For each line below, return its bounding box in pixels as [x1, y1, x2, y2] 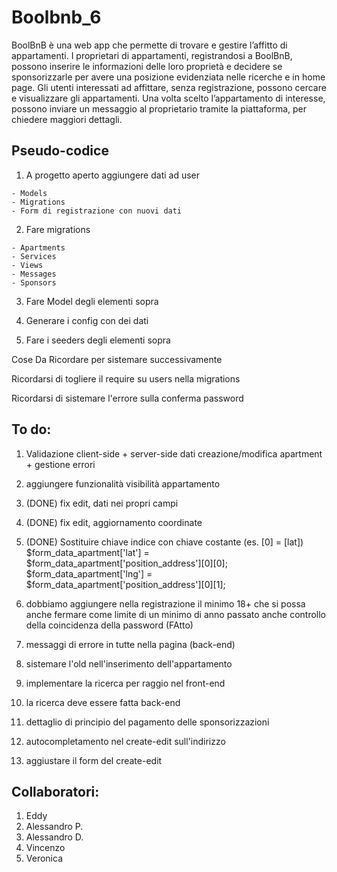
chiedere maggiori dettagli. [11, 113, 123, 125]
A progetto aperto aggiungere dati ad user [25, 169, 201, 181]
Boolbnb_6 [11, 6, 102, 29]
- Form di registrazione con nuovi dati [11, 206, 183, 216]
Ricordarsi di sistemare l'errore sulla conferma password [11, 392, 244, 404]
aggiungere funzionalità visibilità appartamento [25, 477, 221, 490]
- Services [11, 251, 57, 261]
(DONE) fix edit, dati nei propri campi [25, 497, 179, 509]
